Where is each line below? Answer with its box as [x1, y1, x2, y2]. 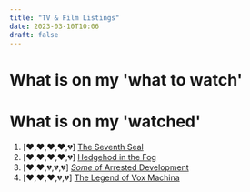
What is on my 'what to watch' [9, 69, 243, 90]
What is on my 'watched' [9, 111, 202, 132]
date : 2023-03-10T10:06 [9, 22, 100, 31]
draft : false [9, 30, 59, 39]
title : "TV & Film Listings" [9, 13, 120, 23]
